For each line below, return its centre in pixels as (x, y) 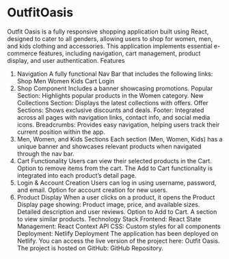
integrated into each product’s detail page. (77, 175)
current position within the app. (61, 132)
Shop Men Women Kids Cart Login (66, 81)
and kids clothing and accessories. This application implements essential (110, 46)
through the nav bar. (45, 153)
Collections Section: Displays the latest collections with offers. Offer (112, 103)
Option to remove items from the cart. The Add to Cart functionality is (115, 168)
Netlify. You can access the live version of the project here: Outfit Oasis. (118, 241)
